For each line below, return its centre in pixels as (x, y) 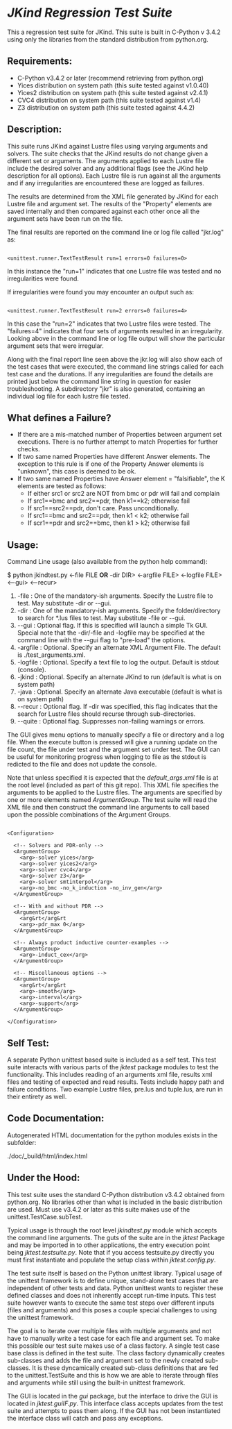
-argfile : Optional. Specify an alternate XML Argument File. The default (119, 648)
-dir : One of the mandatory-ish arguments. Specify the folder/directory (119, 611)
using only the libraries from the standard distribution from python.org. (108, 39)
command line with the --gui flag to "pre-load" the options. (101, 640)
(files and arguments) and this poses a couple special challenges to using (112, 1310)
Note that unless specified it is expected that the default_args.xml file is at (113, 778)
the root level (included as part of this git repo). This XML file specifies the (113, 785)
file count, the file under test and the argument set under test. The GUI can (114, 750)
